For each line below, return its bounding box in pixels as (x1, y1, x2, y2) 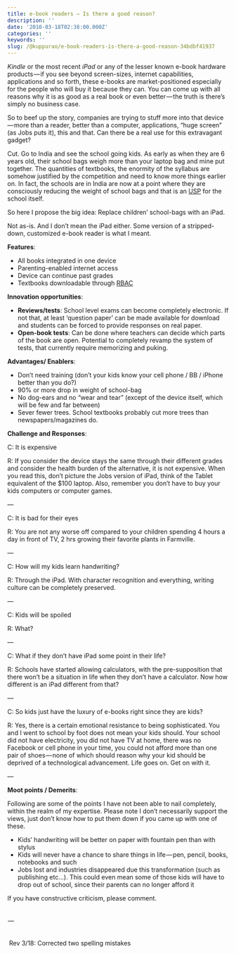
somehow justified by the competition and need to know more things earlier (7, 172, 226, 180)
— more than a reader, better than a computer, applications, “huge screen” (7, 121, 223, 129)
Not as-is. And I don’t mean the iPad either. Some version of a (7, 222, 186, 230)
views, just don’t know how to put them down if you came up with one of (7, 815, 218, 822)
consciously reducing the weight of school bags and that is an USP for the (7, 187, 223, 195)
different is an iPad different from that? (7, 680, 119, 689)
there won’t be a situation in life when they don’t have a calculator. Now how (7, 673, 228, 681)
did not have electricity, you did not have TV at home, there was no (7, 736, 202, 744)
